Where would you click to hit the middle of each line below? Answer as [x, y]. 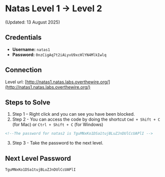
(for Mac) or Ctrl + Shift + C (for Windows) [58, 125]
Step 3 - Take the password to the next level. [58, 143]
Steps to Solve [28, 102]
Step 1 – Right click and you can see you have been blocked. [73, 114]
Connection [23, 70]
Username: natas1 [31, 49]
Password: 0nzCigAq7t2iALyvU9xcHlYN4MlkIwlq [59, 54]
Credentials [23, 38]
